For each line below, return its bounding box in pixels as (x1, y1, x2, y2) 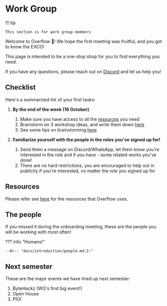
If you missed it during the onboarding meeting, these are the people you (5, 224, 157, 230)
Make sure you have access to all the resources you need (20, 116, 140, 122)
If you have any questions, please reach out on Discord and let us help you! (5, 69, 161, 75)
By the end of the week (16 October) (12, 106, 90, 112)
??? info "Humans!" (5, 239, 45, 245)
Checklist (5, 83, 36, 92)
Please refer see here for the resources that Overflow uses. (5, 196, 128, 202)
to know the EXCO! (5, 43, 44, 49)
